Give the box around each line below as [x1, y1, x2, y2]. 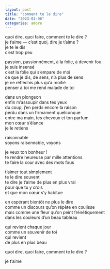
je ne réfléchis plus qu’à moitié [5, 80, 66, 86]
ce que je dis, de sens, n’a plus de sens [5, 74, 83, 80]
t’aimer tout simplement [5, 169, 52, 175]
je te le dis [5, 44, 26, 50]
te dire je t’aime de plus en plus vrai [5, 179, 76, 185]
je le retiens [5, 125, 28, 131]
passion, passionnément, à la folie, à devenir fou [5, 59, 102, 65]
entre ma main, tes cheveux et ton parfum [5, 115, 89, 121]
